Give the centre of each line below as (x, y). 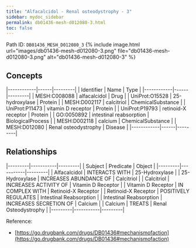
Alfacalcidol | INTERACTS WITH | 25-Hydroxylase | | (117, 172)
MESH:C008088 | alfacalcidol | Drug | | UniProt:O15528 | (103, 96)
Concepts (24, 76)
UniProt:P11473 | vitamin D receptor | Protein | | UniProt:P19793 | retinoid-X (96, 109)
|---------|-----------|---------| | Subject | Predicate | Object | (81, 166)
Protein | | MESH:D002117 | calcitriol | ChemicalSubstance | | (113, 102)
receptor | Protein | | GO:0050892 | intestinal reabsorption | (78, 115)
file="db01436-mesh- (144, 51)
